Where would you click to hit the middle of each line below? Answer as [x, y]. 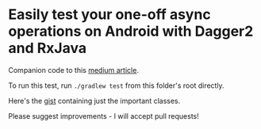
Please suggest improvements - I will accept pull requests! [104, 116]
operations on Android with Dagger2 [131, 31]
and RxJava [48, 48]
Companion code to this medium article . [73, 70]
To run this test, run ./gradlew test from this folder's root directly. [116, 85]
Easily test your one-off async [110, 15]
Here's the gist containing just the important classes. [94, 101]
